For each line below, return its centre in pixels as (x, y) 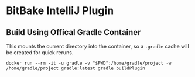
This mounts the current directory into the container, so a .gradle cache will (97, 46)
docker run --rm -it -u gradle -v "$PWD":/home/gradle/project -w (89, 63)
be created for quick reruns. (40, 52)
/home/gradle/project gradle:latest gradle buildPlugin (76, 68)
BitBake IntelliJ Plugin (60, 11)
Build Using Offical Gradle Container (73, 32)
